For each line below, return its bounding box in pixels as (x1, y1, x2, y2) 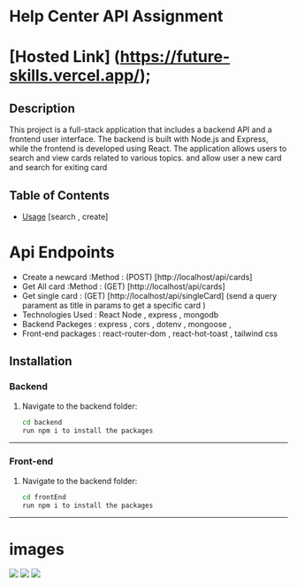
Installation (9, 354, 72, 369)
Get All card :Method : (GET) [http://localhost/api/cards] (21, 281, 225, 292)
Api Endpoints (9, 242, 115, 262)
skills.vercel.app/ (9, 66, 140, 86)
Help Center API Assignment (9, 6, 224, 27)
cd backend (21, 418, 63, 427)
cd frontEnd (21, 492, 66, 502)
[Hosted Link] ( (9, 47, 121, 67)
